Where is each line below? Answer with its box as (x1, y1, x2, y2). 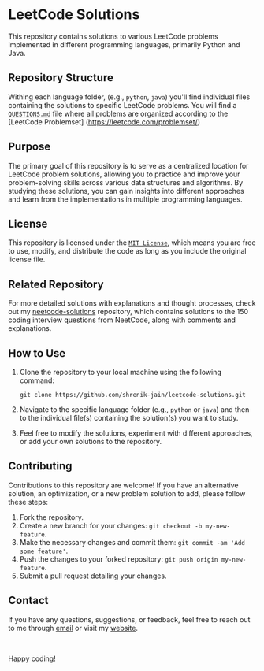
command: (19, 376, 55, 385)
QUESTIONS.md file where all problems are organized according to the (8, 109, 229, 118)
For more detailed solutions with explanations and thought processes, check (8, 298, 256, 308)
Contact (8, 594, 49, 607)
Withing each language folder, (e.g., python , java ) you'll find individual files (8, 92, 251, 102)
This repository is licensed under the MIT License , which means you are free (8, 238, 256, 247)
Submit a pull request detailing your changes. (19, 571, 167, 580)
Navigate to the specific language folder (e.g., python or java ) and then (19, 405, 250, 414)
